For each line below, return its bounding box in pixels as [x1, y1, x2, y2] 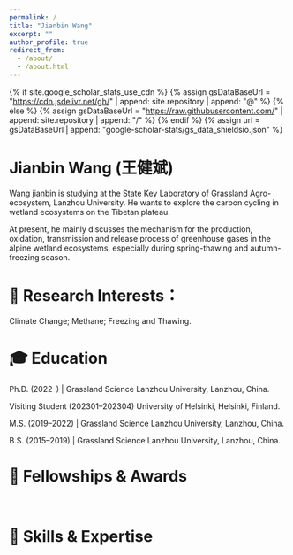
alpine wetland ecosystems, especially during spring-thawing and [9, 243, 249, 253]
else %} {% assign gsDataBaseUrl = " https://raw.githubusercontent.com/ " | [9, 105, 283, 116]
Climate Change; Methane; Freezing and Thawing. [9, 315, 192, 326]
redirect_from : [9, 46, 65, 55]
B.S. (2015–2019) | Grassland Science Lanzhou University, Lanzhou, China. [9, 435, 281, 445]
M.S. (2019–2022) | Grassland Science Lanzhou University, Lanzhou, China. [9, 418, 285, 428]
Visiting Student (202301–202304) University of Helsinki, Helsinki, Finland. [9, 400, 281, 412]
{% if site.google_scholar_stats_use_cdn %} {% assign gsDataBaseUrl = [9, 86, 271, 97]
